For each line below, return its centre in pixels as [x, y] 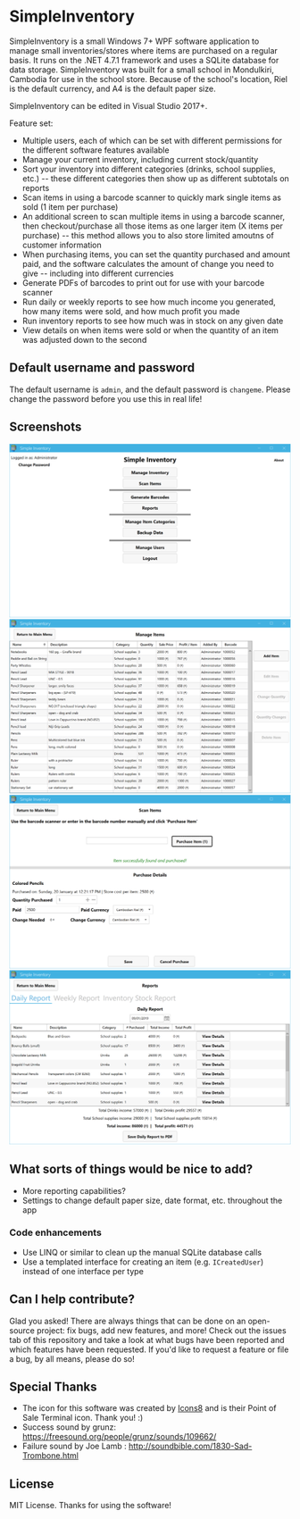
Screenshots [46, 427]
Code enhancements [56, 1232]
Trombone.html [50, 1456]
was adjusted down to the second [84, 339]
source [22, 1330]
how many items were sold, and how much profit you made [131, 311]
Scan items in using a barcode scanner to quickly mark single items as [151, 197]
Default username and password [102, 368]
